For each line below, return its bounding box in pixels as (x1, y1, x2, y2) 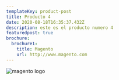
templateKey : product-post (6, 8, 72, 14)
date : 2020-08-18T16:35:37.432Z (6, 19, 85, 25)
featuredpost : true (6, 30, 54, 36)
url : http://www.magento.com (16, 52, 87, 57)
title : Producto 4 (6, 14, 51, 20)
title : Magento (16, 46, 54, 52)
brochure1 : (11, 41, 38, 47)
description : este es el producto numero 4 (6, 24, 114, 31)
